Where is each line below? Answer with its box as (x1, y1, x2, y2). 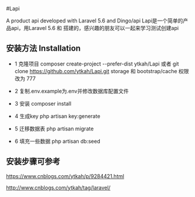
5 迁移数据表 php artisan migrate (14, 125, 94, 132)
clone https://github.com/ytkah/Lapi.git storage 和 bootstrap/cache (14, 67, 177, 74)
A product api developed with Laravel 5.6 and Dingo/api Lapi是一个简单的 (6, 17, 183, 24)
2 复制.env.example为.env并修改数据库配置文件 (14, 87, 129, 94)
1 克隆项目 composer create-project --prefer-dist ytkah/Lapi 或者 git (14, 60, 179, 67)
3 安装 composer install (14, 100, 72, 107)
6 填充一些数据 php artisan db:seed (14, 137, 100, 145)
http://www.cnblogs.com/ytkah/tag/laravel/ (6, 184, 110, 191)
